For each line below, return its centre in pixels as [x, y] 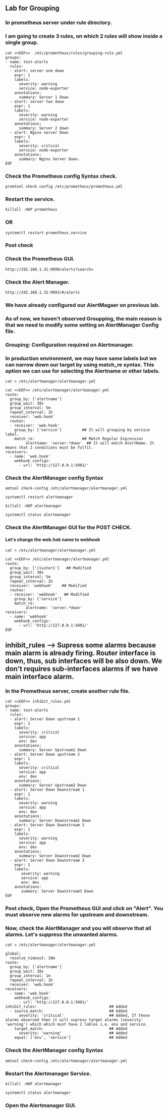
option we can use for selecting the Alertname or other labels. [83, 371]
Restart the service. [30, 199]
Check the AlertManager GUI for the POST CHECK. [69, 528]
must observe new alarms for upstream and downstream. [77, 915]
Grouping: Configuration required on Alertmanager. [70, 345]
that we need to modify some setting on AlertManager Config [82, 325]
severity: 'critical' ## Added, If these [84, 1016]
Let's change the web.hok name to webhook [53, 539]
